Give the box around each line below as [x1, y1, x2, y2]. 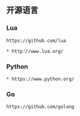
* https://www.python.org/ [6, 76, 75, 82]
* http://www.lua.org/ [6, 48, 64, 54]
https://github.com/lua [6, 38, 67, 44]
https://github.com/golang [6, 104, 75, 110]
